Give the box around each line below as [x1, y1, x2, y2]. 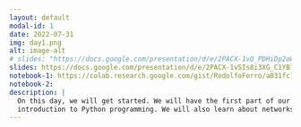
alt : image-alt [9, 47, 66, 55]
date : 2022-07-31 [9, 30, 74, 38]
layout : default [9, 13, 70, 22]
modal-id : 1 [9, 21, 54, 30]
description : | [9, 88, 66, 97]
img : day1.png [9, 38, 63, 47]
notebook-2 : [9, 80, 54, 89]
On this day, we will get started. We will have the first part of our [17, 96, 291, 106]
